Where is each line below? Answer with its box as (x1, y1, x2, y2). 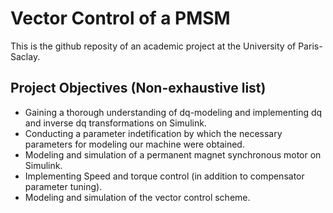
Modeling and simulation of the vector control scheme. (24, 191, 251, 203)
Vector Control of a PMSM (10, 7, 231, 30)
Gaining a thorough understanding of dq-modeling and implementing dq (24, 106, 323, 118)
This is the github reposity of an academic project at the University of (10, 40, 297, 52)
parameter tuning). (24, 180, 103, 192)
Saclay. (10, 50, 41, 62)
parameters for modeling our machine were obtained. (24, 138, 245, 150)
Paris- (298, 40, 323, 52)
